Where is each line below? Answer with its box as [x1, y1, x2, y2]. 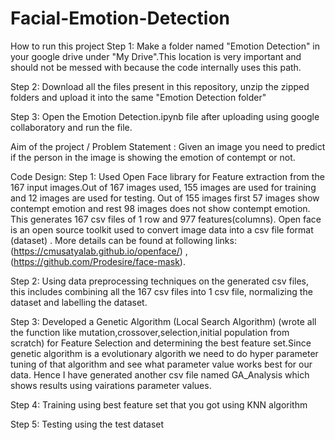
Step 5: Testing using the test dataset [10, 418, 165, 430]
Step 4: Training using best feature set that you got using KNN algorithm [10, 398, 308, 411]
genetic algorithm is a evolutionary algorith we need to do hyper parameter [10, 347, 319, 359]
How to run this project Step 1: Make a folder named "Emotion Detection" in [10, 40, 321, 52]
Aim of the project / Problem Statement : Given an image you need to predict [10, 140, 326, 152]
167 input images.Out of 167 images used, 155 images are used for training [10, 181, 317, 193]
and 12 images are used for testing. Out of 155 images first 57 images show [10, 192, 320, 204]
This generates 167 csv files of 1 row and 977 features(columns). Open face [10, 213, 322, 225]
